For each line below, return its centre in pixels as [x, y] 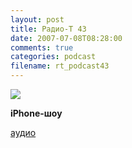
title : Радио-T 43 [48, 29]
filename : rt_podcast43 [60, 66]
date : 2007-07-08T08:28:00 [66, 38]
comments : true [42, 47]
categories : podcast [53, 57]
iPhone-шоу [36, 113]
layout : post [37, 19]
